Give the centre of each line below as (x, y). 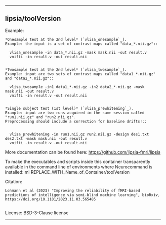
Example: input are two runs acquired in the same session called (75, 113)
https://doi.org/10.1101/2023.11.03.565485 (51, 199)
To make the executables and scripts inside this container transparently (78, 161)
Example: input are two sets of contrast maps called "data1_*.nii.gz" (80, 74)
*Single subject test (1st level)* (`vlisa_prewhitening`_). (69, 108)
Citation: (14, 181)
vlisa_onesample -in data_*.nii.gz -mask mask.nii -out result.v (78, 52)
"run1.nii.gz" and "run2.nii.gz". (41, 117)
